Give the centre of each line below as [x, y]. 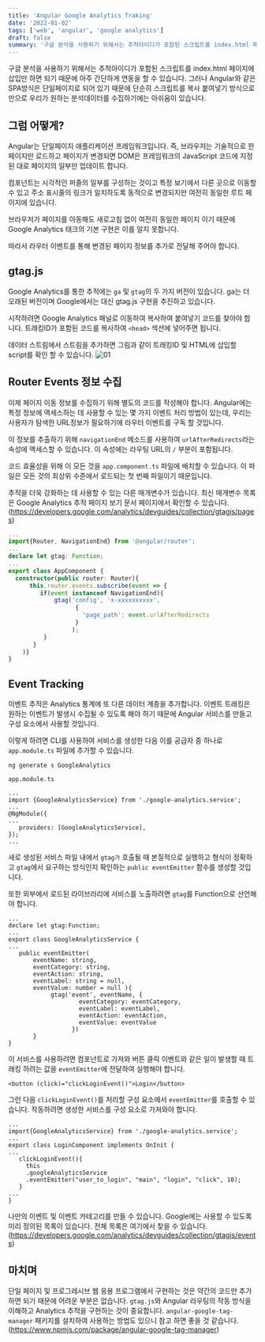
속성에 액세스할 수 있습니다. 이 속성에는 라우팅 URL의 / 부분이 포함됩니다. [121, 449]
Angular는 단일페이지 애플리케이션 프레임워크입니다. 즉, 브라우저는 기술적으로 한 [131, 146]
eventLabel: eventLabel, [119, 1009]
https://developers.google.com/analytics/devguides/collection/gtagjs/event [133, 1235]
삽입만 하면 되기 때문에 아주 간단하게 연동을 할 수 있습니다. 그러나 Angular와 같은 [132, 78]
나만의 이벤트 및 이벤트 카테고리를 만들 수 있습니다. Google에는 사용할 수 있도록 [130, 1216]
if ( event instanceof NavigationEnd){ [102, 593]
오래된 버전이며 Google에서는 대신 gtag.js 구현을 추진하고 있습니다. [112, 301]
